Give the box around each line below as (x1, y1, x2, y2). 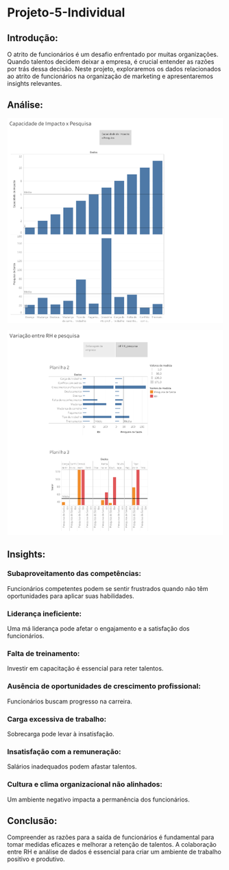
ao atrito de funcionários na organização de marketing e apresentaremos (7, 72, 214, 80)
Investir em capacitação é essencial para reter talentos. (7, 664, 164, 673)
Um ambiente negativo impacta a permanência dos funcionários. (7, 795, 190, 803)
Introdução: (7, 32, 58, 44)
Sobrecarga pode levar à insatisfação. (7, 730, 114, 738)
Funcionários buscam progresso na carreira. (7, 697, 132, 705)
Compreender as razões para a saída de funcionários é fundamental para (7, 833, 215, 841)
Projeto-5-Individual (7, 5, 125, 21)
